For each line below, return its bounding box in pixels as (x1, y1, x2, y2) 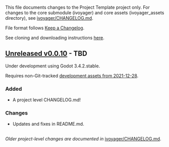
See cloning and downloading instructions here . (5, 35, 104, 41)
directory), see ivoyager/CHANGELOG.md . (5, 15, 93, 21)
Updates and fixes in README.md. (12, 121, 84, 127)
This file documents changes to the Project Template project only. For (5, 5, 150, 10)
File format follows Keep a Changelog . (5, 25, 85, 31)
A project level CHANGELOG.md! (12, 97, 81, 103)
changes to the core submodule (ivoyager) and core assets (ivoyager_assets (5, 10, 164, 16)
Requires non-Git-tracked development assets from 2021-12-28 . (5, 72, 139, 79)
